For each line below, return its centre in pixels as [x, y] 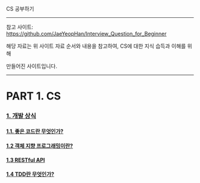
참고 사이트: [20, 27]
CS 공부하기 [20, 9]
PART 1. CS [34, 96]
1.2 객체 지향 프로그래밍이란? [40, 146]
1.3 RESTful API [26, 160]
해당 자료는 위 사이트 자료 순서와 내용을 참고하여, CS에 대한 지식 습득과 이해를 [96, 46]
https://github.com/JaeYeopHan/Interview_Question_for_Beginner [86, 34]
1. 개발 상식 [21, 116]
